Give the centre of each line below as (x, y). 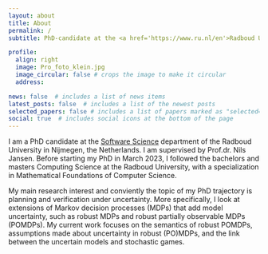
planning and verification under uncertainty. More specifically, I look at (124, 200)
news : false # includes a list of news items (87, 97)
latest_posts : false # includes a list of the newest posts (112, 104)
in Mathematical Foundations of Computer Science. (93, 176)
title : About (30, 23)
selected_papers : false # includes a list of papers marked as (116, 111)
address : (30, 82)
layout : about (32, 16)
